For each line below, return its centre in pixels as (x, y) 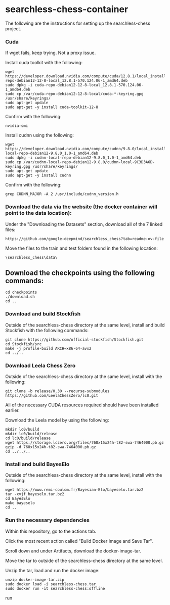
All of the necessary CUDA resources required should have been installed (82, 405)
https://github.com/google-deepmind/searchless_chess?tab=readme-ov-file (85, 239)
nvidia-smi (17, 126)
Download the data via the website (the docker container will (81, 207)
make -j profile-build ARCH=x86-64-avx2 (49, 348)
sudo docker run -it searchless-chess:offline (55, 588)
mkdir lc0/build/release (31, 434)
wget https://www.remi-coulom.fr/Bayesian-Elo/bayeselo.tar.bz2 (74, 490)
